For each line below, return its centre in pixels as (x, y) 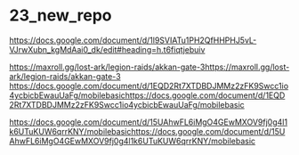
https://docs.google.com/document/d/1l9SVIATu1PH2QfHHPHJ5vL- (133, 40)
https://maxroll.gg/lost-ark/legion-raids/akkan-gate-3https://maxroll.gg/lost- (149, 67)
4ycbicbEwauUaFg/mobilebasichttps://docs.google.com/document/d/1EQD (147, 95)
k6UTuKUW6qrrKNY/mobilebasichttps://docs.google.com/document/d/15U (147, 131)
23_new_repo (61, 16)
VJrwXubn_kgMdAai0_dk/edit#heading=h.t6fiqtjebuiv (107, 49)
